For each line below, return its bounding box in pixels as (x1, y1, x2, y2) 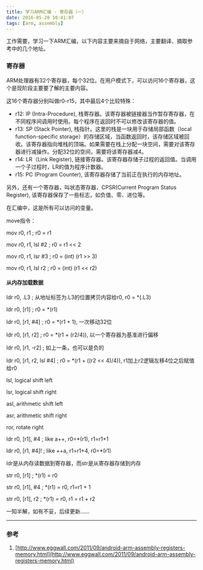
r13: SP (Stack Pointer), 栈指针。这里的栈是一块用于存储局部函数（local (14, 125, 192, 132)
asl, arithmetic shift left (6, 400, 63, 407)
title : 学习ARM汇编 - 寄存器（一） (6, 8, 86, 15)
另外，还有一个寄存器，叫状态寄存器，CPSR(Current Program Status (6, 183, 177, 191)
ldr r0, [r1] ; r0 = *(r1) (6, 306, 58, 313)
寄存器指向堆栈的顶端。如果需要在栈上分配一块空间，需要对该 (31, 140, 185, 147)
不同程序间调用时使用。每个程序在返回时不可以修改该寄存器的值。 (14, 118, 179, 125)
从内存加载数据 (6, 279, 43, 286)
